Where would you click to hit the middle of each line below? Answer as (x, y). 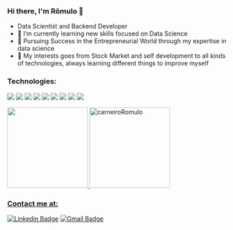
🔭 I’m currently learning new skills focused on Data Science (102, 33)
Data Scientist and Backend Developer (72, 26)
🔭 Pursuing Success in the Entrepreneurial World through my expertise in (122, 41)
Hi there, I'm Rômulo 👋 (46, 11)
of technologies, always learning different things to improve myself (113, 63)
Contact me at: (33, 204)
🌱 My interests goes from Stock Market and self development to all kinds (121, 56)
